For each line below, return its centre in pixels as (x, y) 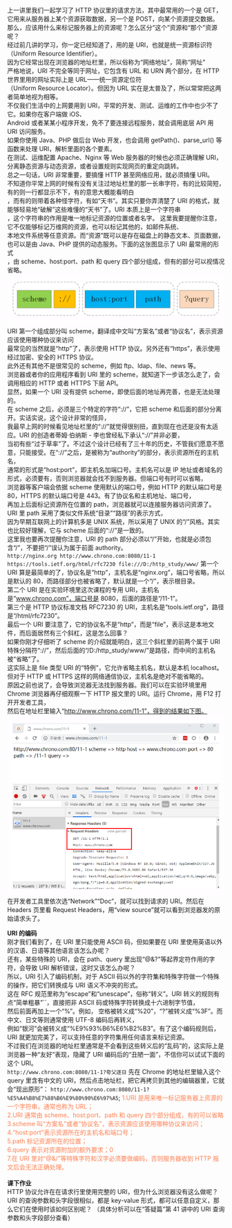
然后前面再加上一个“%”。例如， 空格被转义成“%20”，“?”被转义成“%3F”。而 (115, 1011)
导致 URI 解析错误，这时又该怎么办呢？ (80, 968)
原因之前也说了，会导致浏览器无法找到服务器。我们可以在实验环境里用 (107, 685)
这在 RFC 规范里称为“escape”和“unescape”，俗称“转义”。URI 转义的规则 (110, 994)
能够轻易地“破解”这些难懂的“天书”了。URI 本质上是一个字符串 (94, 209)
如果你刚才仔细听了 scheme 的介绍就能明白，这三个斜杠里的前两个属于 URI (114, 642)
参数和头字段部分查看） (40, 1218)
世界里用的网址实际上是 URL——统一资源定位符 (75, 79)
